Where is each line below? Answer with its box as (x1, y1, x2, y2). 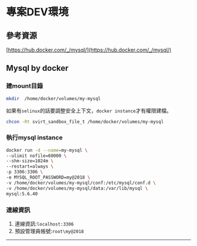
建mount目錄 (6, 82, 43, 90)
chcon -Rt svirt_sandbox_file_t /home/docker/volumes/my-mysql (6, 118, 164, 125)
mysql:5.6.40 (6, 191, 38, 197)
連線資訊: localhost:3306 (14, 220, 74, 227)
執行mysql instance (6, 134, 63, 142)
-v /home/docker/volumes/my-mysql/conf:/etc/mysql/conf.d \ (6, 180, 157, 186)
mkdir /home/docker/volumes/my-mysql (6, 95, 101, 101)
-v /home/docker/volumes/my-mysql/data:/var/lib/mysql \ (6, 185, 148, 191)
